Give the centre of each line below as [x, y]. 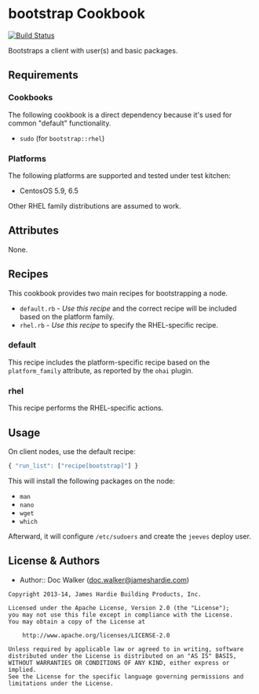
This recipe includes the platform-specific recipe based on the [109, 362]
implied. [22, 670]
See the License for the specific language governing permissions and [126, 676]
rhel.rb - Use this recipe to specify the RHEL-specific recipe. [119, 325]
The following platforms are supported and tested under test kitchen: [120, 175]
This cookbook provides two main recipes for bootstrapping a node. [118, 293]
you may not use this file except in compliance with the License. [121, 615]
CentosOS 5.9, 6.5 [49, 191]
